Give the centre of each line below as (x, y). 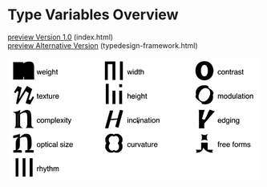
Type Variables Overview (93, 15)
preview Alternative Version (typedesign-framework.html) (103, 45)
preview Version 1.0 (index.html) (61, 37)
